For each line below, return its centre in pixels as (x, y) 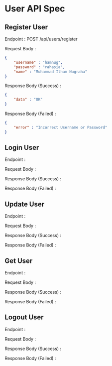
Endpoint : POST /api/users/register (41, 39)
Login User (22, 148)
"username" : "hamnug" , (38, 62)
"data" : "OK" (28, 100)
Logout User (24, 317)
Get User (19, 261)
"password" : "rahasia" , (39, 67)
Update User (25, 204)
